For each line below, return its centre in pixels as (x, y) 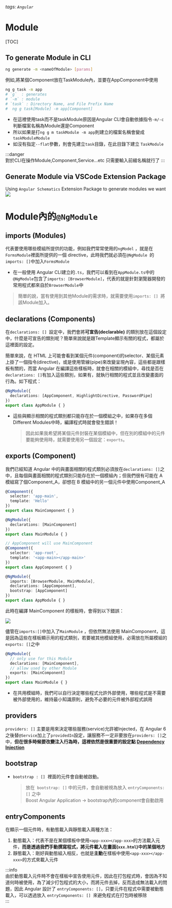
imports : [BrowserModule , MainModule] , (53, 581)
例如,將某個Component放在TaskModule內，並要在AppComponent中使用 (82, 80)
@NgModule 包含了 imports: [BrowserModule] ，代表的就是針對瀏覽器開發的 (89, 279)
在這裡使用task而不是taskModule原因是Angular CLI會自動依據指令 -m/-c (88, 119)
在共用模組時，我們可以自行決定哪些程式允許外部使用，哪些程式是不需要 (89, 693)
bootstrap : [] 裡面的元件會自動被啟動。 (57, 776)
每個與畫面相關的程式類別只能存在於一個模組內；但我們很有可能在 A (91, 475)
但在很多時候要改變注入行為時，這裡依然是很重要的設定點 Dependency (90, 741)
